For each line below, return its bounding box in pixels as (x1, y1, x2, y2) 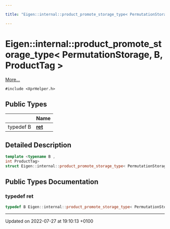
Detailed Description (5, 140, 72, 149)
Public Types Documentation (5, 178, 99, 186)
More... (5, 77, 20, 83)
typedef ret (5, 193, 34, 200)
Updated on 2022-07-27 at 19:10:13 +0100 (5, 218, 94, 224)
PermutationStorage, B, (62, 49, 163, 60)
